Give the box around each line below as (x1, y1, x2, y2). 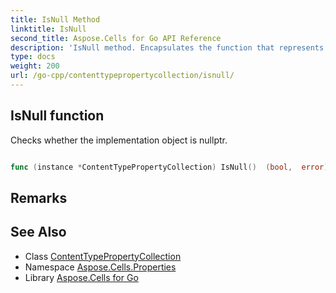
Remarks (10, 189, 68, 206)
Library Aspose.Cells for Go (24, 271, 139, 283)
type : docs (10, 52, 56, 62)
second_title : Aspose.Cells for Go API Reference (10, 33, 222, 43)
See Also (10, 224, 67, 241)
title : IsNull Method (10, 14, 101, 25)
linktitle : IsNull (10, 24, 87, 34)
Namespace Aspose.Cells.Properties (24, 261, 177, 273)
